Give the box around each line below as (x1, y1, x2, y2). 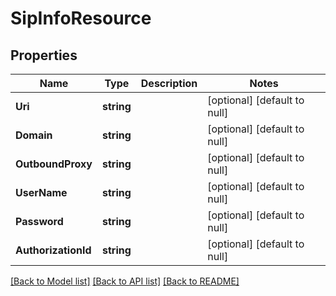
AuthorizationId (15, 243, 92, 257)
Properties (10, 47, 78, 64)
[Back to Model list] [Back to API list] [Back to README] (10, 275, 240, 287)
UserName (15, 186, 68, 199)
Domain (15, 128, 53, 142)
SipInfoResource (10, 7, 152, 30)
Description (140, 77, 198, 90)
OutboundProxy (15, 157, 93, 171)
